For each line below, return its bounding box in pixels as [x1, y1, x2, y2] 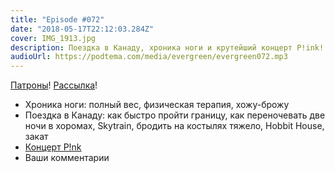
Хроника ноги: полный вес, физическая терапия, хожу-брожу [24, 99, 290, 111]
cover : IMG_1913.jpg [10, 33, 97, 43]
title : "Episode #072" [10, 14, 105, 25]
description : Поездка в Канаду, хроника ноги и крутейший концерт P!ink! [10, 42, 325, 53]
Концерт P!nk [24, 141, 82, 153]
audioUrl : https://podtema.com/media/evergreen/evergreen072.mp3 [10, 52, 288, 62]
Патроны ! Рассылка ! [10, 79, 98, 91]
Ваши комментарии [24, 152, 110, 164]
